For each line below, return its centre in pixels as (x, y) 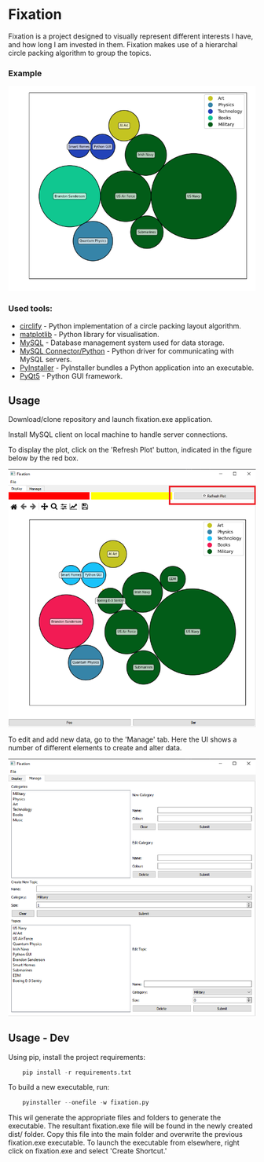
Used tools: (31, 309)
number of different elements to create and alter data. (95, 747)
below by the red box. (43, 458)
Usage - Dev (39, 1038)
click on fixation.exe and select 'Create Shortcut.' (88, 1151)
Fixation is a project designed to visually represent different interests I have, (131, 36)
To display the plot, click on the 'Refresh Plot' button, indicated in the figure (130, 450)
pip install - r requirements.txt (77, 1072)
